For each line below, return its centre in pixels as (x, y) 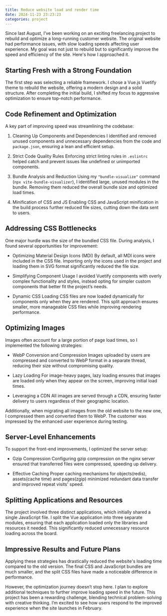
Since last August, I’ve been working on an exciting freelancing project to (80, 34)
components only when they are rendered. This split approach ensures (85, 301)
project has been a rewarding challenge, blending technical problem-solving (83, 597)
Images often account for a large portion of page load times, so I (71, 340)
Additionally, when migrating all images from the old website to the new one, (83, 410)
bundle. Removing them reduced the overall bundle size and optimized (85, 187)
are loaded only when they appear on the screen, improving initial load (85, 380)
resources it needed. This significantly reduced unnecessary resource (77, 528)
